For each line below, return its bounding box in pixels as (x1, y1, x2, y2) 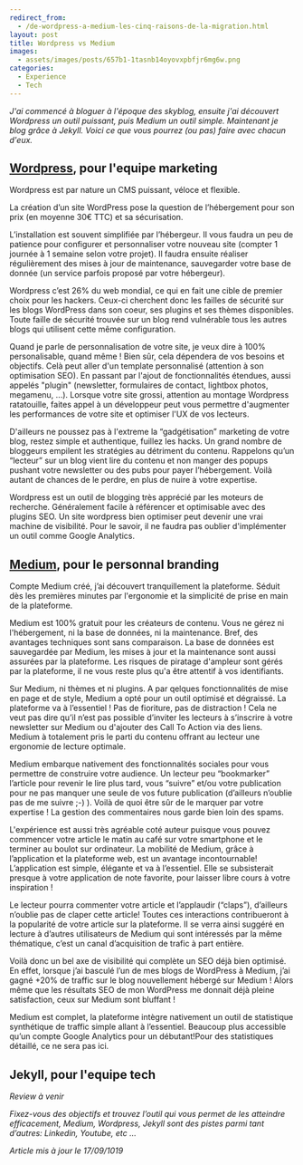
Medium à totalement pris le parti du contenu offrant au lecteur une (9, 731, 260, 743)
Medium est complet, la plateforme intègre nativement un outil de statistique (9, 1012, 294, 1023)
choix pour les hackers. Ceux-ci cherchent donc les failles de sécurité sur (9, 295, 285, 306)
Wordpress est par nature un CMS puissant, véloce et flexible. (9, 185, 241, 196)
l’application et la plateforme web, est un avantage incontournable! (9, 853, 258, 864)
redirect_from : (9, 13, 67, 23)
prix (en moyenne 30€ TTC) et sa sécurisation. (9, 212, 184, 223)
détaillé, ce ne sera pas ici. (9, 1041, 109, 1052)
